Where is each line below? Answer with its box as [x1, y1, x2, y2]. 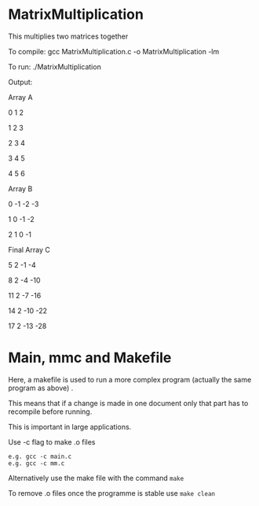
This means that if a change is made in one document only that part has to [8, 398, 249, 408]
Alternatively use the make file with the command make [8, 473, 184, 482]
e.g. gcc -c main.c [8, 452, 72, 460]
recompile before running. [8, 407, 93, 416]
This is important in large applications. [8, 422, 132, 431]
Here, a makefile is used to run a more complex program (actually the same [8, 375, 252, 384]
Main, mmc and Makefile [8, 349, 172, 367]
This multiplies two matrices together [8, 31, 129, 41]
